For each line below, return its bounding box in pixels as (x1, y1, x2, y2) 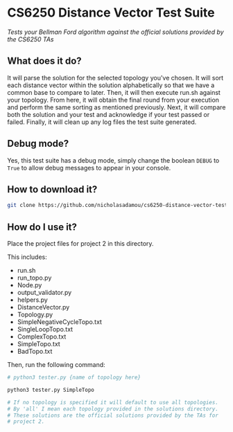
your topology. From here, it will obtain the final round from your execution (7, 96, 220, 104)
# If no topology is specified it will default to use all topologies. (7, 399, 218, 406)
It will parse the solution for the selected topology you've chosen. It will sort (7, 73, 224, 82)
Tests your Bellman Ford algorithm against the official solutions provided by (7, 28, 224, 36)
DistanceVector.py (17, 303, 70, 312)
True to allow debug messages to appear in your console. (7, 163, 171, 172)
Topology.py (17, 310, 53, 319)
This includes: (7, 253, 47, 261)
